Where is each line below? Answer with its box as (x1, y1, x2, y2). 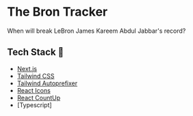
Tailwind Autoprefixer (16, 79, 77, 87)
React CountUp (16, 93, 61, 102)
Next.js (16, 64, 38, 72)
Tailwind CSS (16, 72, 55, 80)
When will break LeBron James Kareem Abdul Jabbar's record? (7, 27, 186, 35)
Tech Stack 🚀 (7, 46, 64, 58)
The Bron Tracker (7, 4, 108, 20)
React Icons (16, 86, 51, 94)
